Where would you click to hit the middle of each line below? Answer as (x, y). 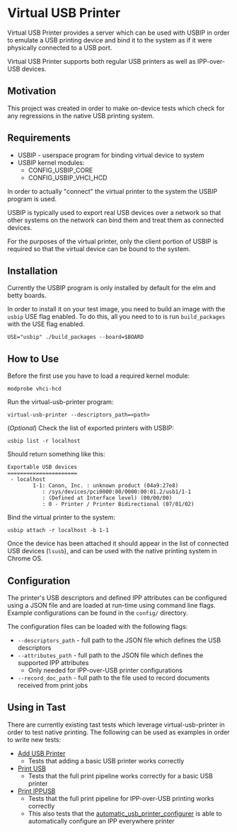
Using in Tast (36, 708)
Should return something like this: (56, 454)
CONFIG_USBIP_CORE (60, 170)
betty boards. (27, 296)
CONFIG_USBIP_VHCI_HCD (68, 178)
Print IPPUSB (36, 791)
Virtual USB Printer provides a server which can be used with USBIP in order (118, 33)
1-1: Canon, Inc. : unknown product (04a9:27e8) (106, 486)
